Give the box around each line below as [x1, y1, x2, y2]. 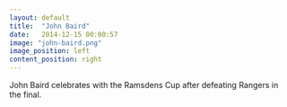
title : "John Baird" [9, 22, 91, 31]
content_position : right [9, 55, 102, 64]
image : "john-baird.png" [9, 38, 102, 48]
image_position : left [9, 47, 91, 56]
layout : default [9, 13, 70, 22]
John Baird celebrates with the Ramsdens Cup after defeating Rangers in [9, 80, 279, 90]
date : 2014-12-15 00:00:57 [9, 30, 118, 39]
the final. [9, 89, 42, 100]
